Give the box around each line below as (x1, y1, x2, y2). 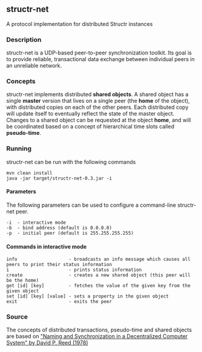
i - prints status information (6, 267, 142, 273)
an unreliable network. (6, 62, 62, 70)
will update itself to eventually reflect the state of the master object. (6, 110, 175, 117)
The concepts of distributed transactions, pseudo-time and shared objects (6, 326, 192, 334)
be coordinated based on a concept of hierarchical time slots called (6, 123, 174, 130)
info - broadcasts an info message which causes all (6, 256, 191, 262)
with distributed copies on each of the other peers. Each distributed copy (6, 103, 189, 111)
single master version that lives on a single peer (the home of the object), (6, 97, 191, 105)
